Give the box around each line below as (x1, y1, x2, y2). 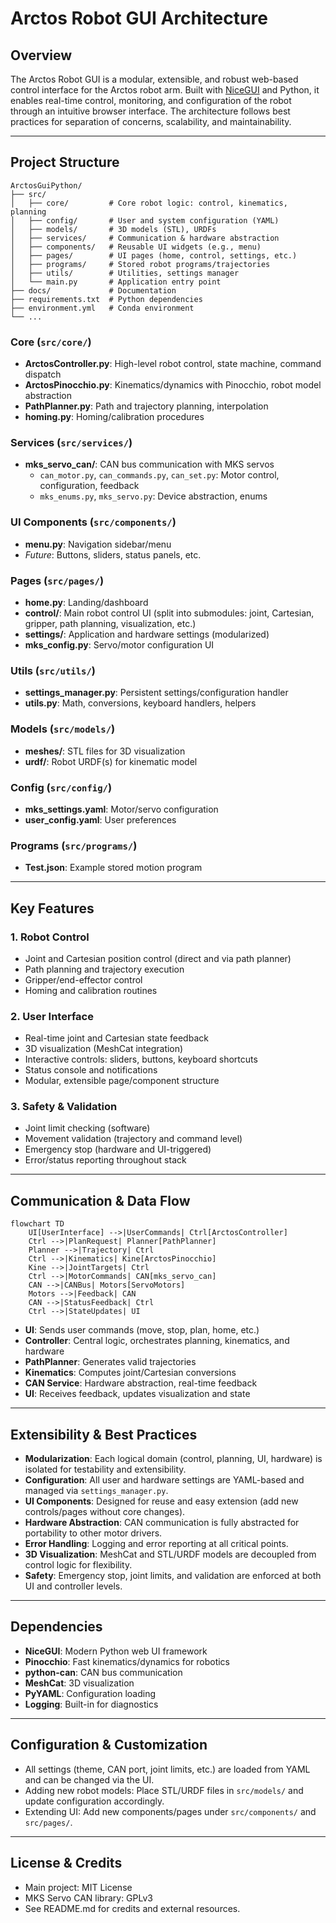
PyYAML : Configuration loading (24, 1687, 156, 1699)
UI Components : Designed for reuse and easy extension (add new (24, 1495, 299, 1507)
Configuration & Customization (10, 1737, 208, 1754)
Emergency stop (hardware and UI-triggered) (24, 1143, 212, 1156)
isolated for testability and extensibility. (24, 1463, 187, 1476)
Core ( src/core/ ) (10, 335, 92, 349)
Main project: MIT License (24, 1881, 133, 1893)
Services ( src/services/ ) (10, 436, 133, 450)
